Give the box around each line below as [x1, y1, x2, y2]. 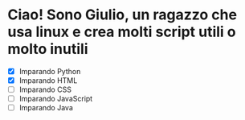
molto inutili [7, 40, 88, 58]
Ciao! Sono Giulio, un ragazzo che [7, 6, 238, 24]
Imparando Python [18, 66, 81, 76]
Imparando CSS [18, 85, 71, 94]
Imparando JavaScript [18, 94, 93, 104]
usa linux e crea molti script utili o [7, 23, 236, 41]
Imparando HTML [18, 76, 78, 85]
